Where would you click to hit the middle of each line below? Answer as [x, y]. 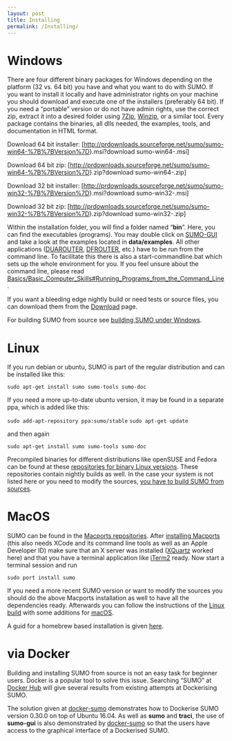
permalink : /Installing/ [43, 26]
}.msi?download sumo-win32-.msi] [139, 193]
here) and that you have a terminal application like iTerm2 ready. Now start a [116, 558]
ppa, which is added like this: [48, 407]
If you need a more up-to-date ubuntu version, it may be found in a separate [116, 400]
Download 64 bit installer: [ [46, 144]
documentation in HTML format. [52, 131]
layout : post [26, 13]
